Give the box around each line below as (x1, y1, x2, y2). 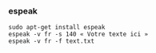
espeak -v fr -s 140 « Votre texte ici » (8, 30, 149, 39)
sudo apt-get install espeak (8, 24, 106, 32)
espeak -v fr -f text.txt (8, 37, 94, 45)
